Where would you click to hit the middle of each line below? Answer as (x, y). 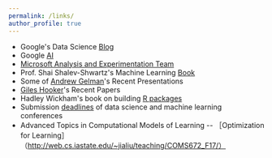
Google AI (37, 55)
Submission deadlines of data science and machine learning (121, 107)
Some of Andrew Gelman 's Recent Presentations (102, 81)
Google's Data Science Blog (67, 46)
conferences (41, 115)
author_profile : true (45, 23)
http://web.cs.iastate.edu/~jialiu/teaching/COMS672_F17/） (126, 145)
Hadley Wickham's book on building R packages (101, 98)
